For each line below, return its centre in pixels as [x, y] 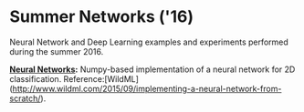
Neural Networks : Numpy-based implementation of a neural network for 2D [152, 69]
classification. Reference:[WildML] [74, 78]
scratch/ [25, 98]
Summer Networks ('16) [102, 17]
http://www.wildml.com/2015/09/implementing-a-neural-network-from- [147, 88]
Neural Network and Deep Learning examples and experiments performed [149, 42]
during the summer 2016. [57, 51]
